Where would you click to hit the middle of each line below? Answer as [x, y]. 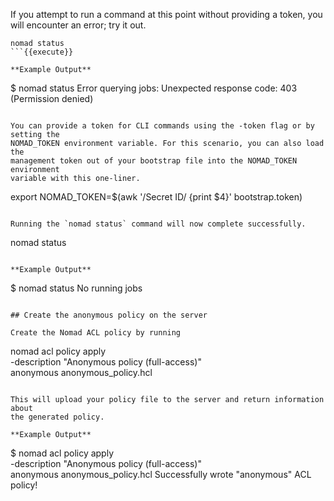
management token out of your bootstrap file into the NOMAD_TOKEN [154, 161]
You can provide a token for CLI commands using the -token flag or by [162, 126]
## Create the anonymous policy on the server [109, 315]
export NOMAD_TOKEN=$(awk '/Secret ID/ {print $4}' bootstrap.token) [156, 197]
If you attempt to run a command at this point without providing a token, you [166, 14]
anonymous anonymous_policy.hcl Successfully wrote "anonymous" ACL [161, 474]
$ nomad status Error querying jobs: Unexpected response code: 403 [154, 88]
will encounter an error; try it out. [78, 25]
